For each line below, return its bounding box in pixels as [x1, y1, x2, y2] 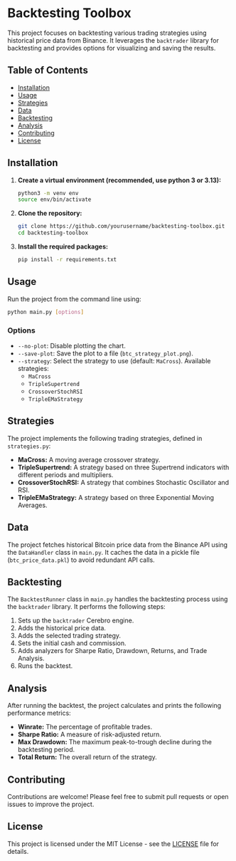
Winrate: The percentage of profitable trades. [17, 723, 153, 731]
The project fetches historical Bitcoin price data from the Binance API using [7, 540, 228, 549]
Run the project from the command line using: [7, 294, 141, 303]
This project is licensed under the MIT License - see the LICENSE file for [7, 839, 219, 848]
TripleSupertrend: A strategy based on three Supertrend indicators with [17, 463, 230, 471]
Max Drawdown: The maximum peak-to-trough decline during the [17, 738, 212, 746]
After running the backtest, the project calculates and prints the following [7, 701, 222, 710]
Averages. [17, 501, 48, 509]
